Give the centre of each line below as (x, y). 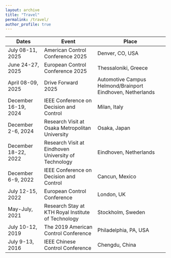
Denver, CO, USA (118, 53)
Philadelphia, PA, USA (123, 230)
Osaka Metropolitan (68, 128)
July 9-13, (21, 242)
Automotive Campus (122, 80)
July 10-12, (23, 227)
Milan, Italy (110, 107)
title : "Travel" (22, 15)
